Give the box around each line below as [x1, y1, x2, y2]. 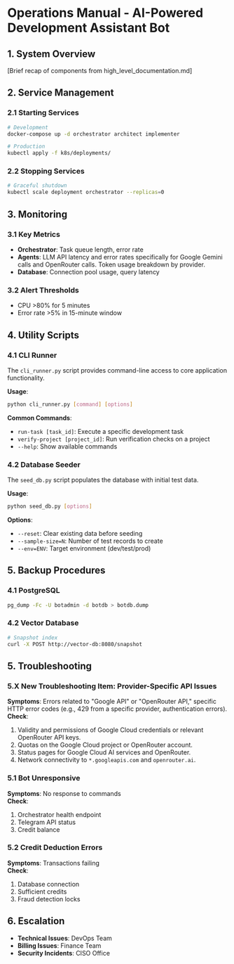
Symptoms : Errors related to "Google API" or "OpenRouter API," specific [7, 698, 217, 706]
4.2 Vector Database [7, 618, 79, 628]
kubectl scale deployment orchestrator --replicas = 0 [7, 188, 165, 196]
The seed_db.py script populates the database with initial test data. [7, 476, 199, 484]
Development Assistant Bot [7, 20, 170, 36]
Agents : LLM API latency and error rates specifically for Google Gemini [17, 252, 223, 261]
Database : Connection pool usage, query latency [17, 267, 160, 276]
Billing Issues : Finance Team [17, 941, 102, 950]
